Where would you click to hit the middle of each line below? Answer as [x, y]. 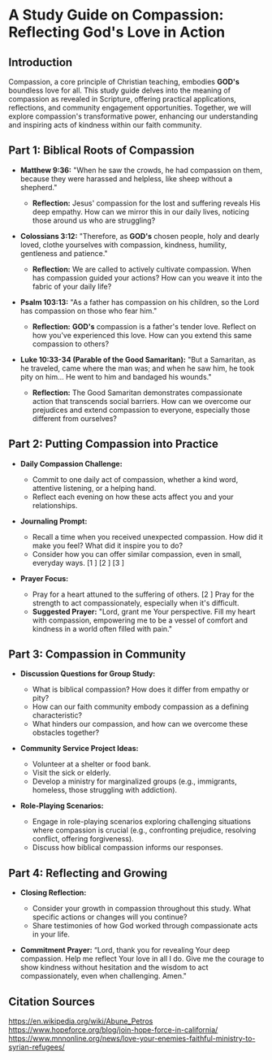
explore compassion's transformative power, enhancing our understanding [133, 116]
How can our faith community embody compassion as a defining [140, 707]
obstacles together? [66, 732]
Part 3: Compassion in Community [97, 655]
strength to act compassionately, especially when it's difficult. [136, 602]
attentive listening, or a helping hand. [94, 488]
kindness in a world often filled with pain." [102, 628]
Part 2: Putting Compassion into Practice [114, 444]
